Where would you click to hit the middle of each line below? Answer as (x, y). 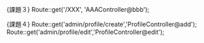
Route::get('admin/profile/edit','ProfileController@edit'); (85, 32)
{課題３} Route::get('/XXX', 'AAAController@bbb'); (78, 9)
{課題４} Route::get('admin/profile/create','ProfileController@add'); (102, 24)
